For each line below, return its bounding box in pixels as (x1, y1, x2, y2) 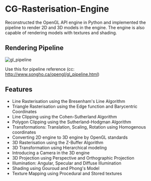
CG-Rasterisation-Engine (5, 3, 109, 15)
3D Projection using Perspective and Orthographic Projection (12, 155, 134, 161)
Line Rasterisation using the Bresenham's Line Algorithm (12, 98, 125, 104)
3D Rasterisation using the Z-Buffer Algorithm (12, 139, 103, 145)
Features (5, 85, 33, 94)
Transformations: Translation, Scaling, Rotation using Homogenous (12, 124, 146, 130)
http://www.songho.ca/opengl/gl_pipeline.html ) (5, 71, 100, 77)
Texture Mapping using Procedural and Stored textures (12, 170, 122, 176)
